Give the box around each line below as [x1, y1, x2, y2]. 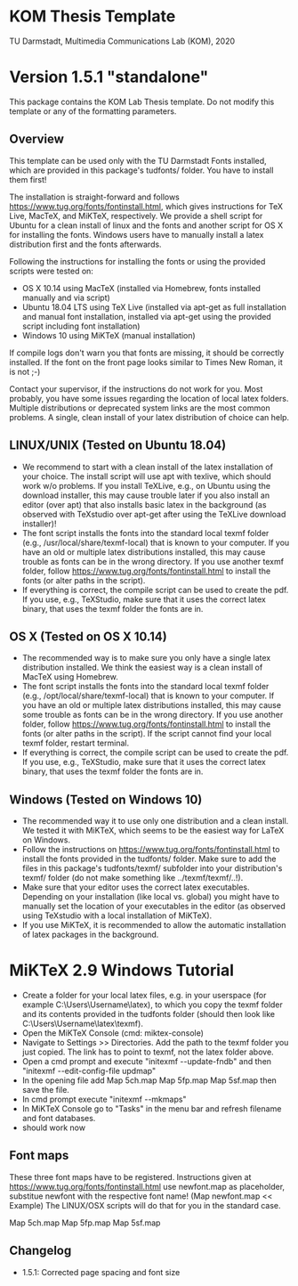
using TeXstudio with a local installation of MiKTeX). [21, 910, 213, 921]
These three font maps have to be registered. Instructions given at [9, 1171, 252, 1182]
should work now [21, 1122, 86, 1133]
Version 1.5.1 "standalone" [9, 67, 209, 87]
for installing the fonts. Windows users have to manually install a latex [9, 229, 264, 240]
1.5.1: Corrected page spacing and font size [21, 1266, 181, 1277]
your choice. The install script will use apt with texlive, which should [21, 470, 271, 482]
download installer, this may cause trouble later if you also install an [21, 490, 270, 501]
